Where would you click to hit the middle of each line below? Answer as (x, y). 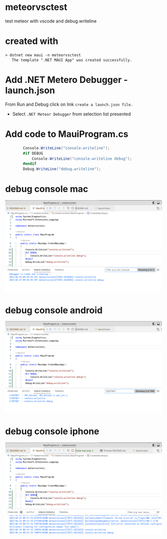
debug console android (54, 310)
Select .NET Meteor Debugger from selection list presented (72, 114)
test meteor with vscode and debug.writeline (51, 21)
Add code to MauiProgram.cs (67, 134)
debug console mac (47, 189)
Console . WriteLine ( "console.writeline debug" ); (82, 159)
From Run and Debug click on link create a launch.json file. (69, 104)
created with (32, 41)
